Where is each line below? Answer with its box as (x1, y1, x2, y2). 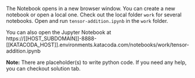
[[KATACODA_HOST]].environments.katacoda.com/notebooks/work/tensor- (6, 41, 190, 48)
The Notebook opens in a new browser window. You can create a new (6, 5, 176, 12)
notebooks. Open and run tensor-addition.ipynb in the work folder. (6, 18, 169, 24)
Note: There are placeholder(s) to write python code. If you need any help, (6, 59, 187, 66)
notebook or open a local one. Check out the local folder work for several (6, 11, 182, 18)
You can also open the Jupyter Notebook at (6, 29, 112, 36)
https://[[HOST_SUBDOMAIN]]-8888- (6, 35, 97, 42)
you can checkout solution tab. (6, 65, 81, 72)
